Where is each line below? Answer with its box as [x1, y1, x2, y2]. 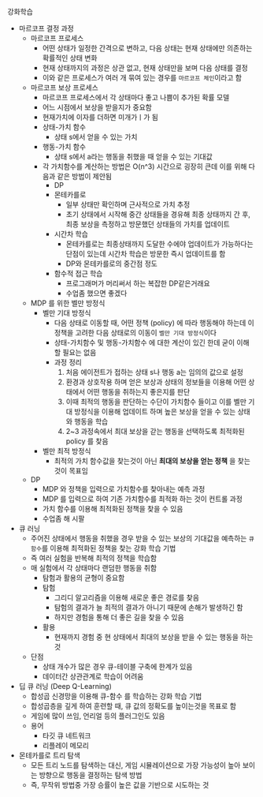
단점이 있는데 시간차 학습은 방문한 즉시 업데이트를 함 [65, 249, 226, 258]
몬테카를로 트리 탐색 [18, 750, 80, 760]
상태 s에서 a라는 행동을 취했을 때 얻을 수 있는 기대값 [54, 152, 213, 161]
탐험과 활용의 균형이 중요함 [42, 573, 125, 582]
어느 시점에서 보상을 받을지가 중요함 [42, 103, 153, 112]
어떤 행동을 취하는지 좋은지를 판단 [87, 387, 191, 396]
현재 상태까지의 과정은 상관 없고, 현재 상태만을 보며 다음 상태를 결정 [42, 63, 249, 73]
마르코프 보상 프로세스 [30, 83, 99, 92]
